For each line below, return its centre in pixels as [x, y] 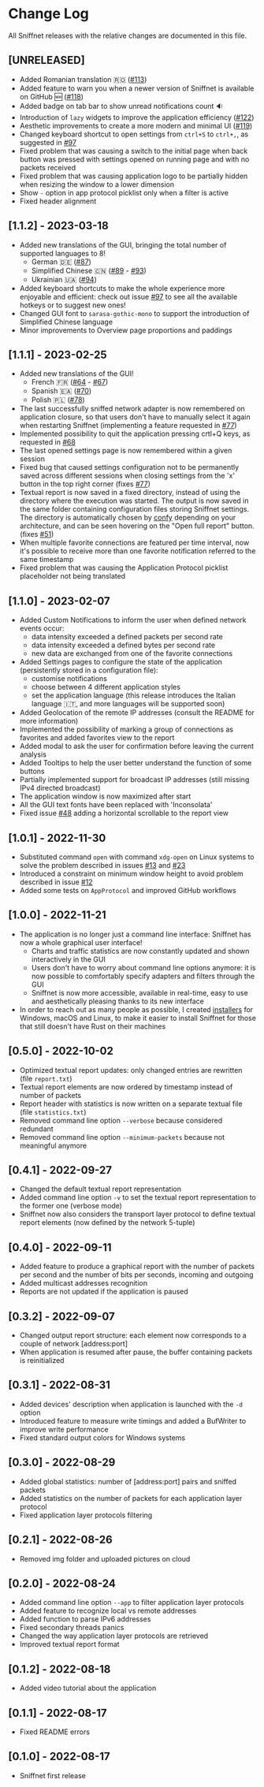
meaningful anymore [53, 1145]
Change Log [48, 14]
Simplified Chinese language [66, 322]
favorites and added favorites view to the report [97, 738]
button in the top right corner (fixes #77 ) [85, 484]
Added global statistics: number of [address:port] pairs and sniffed [128, 1481]
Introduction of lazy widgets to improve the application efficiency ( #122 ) [137, 117]
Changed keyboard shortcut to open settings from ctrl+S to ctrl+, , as [134, 134]
